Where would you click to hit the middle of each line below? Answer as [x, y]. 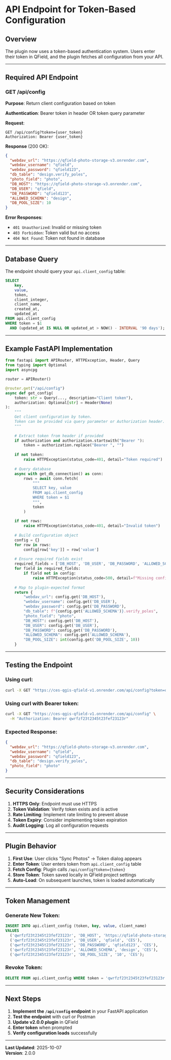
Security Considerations [45, 791]
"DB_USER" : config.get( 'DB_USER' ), [61, 625]
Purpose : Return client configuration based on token [61, 103]
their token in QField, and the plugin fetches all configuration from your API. [84, 57]
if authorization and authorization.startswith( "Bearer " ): [79, 440]
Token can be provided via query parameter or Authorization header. [90, 422]
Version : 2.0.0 [20, 1053]
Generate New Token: [33, 916]
